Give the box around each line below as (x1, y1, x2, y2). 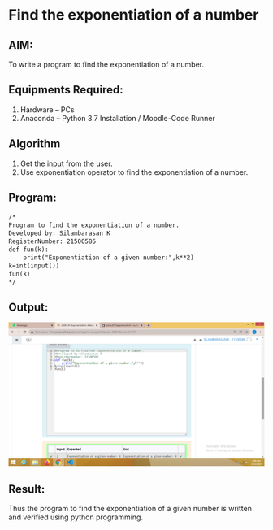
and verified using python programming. (8, 512, 144, 522)
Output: (8, 300, 49, 314)
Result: (8, 482, 45, 496)
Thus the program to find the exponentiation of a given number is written (8, 504, 252, 514)
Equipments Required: (8, 83, 123, 97)
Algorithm (8, 137, 61, 151)
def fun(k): (8, 245, 49, 254)
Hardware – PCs (19, 104, 75, 115)
